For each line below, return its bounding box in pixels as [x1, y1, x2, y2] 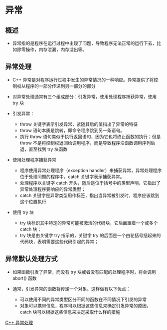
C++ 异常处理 [5, 319, 33, 325]
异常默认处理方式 [5, 254, 58, 263]
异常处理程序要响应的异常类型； [19, 186, 86, 192]
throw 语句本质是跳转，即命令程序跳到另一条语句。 [19, 127, 125, 133]
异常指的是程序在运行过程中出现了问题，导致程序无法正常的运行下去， [12, 40, 157, 46]
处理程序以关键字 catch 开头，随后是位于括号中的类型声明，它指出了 [19, 179, 161, 185]
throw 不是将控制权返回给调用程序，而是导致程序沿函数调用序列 [19, 139, 151, 145]
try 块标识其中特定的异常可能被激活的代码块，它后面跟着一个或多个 [19, 219, 158, 225]
